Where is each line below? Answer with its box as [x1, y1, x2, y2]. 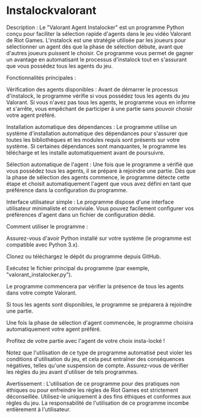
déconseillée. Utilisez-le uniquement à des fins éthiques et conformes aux [6, 393, 192, 400]
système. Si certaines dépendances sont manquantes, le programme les [6, 142, 186, 150]
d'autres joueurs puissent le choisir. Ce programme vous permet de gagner [6, 49, 194, 56]
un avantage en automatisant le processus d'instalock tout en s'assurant [6, 56, 187, 63]
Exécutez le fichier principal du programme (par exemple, [6, 264, 150, 271]
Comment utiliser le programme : [6, 222, 88, 230]
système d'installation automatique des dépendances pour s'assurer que [6, 130, 188, 137]
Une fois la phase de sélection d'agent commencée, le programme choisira [6, 319, 194, 326]
